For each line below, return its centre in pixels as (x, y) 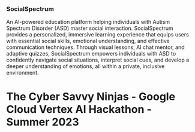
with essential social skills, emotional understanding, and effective (88, 41)
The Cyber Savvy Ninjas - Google (91, 97)
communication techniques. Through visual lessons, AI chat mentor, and (95, 47)
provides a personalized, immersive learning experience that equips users (97, 35)
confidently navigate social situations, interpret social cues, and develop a (98, 60)
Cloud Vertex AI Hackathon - (79, 110)
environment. (22, 73)
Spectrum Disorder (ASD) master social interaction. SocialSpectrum (90, 28)
